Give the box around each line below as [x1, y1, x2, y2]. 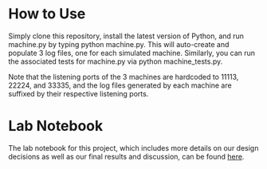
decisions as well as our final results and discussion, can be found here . [8, 151, 245, 161]
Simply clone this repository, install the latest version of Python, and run [8, 31, 245, 41]
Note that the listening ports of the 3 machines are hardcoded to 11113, [8, 72, 239, 81]
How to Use [8, 5, 86, 23]
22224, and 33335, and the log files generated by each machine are [8, 81, 233, 90]
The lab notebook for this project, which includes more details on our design [8, 143, 259, 152]
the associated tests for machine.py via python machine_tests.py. [8, 57, 223, 66]
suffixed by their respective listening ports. [8, 88, 149, 98]
